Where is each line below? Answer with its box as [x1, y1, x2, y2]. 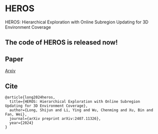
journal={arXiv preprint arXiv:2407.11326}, [9, 116, 101, 121]
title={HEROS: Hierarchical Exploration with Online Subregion [9, 99, 140, 104]
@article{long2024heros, [5, 95, 55, 100]
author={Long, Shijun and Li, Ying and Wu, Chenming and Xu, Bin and [9, 108, 153, 113]
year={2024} [9, 120, 34, 125]
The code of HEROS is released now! [5, 38, 118, 47]
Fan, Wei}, [5, 112, 27, 117]
